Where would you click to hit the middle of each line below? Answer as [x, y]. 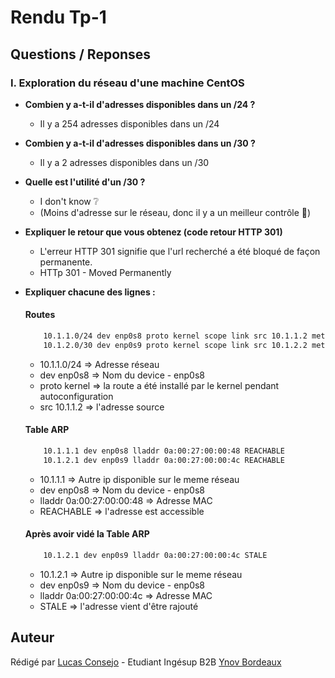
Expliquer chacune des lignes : [90, 292]
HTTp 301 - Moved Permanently [105, 272]
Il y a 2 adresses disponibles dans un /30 [124, 162]
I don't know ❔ [69, 201]
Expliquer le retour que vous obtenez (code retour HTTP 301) [153, 232]
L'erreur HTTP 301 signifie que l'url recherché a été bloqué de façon [180, 251]
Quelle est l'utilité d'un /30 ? [85, 182]
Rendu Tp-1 [58, 17]
